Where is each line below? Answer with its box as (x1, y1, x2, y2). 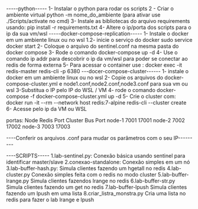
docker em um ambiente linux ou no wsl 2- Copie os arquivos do (6, 74, 164, 81)
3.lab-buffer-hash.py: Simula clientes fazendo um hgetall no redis (6, 165, 166, 172)
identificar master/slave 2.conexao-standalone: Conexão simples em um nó (6, 159, 190, 165)
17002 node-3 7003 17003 (6, 123, 71, 130)
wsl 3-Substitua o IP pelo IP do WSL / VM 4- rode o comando (6, 87, 155, 93)
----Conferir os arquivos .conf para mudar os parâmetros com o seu (6, 135, 173, 141)
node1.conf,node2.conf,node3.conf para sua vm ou (63, 80, 188, 87)
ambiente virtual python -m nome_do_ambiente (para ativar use (6, 11, 161, 18)
